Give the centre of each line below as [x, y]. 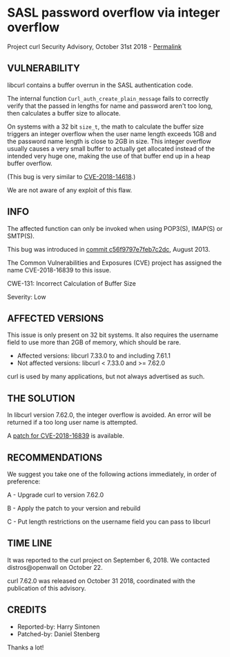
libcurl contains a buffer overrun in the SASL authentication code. [100, 85]
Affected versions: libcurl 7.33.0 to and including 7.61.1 [94, 356]
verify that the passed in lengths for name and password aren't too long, [110, 106]
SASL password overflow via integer [114, 13]
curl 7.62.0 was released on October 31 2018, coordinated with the [101, 581]
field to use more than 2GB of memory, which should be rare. [94, 342]
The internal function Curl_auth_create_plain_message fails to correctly [108, 98]
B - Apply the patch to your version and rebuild [74, 508]
